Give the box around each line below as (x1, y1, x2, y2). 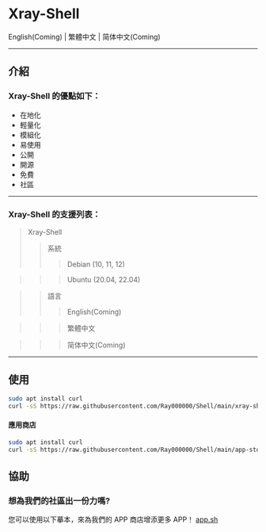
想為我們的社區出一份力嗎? (8, 495, 111, 506)
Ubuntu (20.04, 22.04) (66, 274, 141, 284)
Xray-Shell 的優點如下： (8, 90, 101, 101)
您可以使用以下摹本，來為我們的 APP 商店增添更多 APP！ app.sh (8, 515, 218, 524)
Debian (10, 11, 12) (66, 259, 125, 269)
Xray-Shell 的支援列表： (8, 209, 101, 220)
